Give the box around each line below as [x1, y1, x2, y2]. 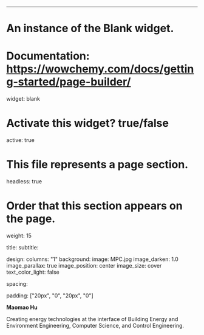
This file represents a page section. [6, 158, 189, 172]
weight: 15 [6, 232, 32, 239]
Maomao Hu [6, 303, 38, 311]
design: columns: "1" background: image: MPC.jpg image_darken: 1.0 [6, 255, 179, 263]
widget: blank [6, 95, 41, 103]
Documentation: [6, 49, 90, 63]
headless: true [6, 178, 42, 185]
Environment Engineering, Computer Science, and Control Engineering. [6, 322, 184, 329]
